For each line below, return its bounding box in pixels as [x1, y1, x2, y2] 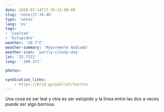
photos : [5, 68, 22, 73]
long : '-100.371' [5, 59, 42, 64]
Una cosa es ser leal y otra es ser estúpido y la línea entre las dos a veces [5, 95, 159, 101]
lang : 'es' [5, 21, 28, 27]
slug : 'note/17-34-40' [5, 12, 53, 17]
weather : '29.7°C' [5, 40, 44, 45]
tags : [5, 26, 17, 31]
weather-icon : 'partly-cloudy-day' [5, 49, 80, 54]
